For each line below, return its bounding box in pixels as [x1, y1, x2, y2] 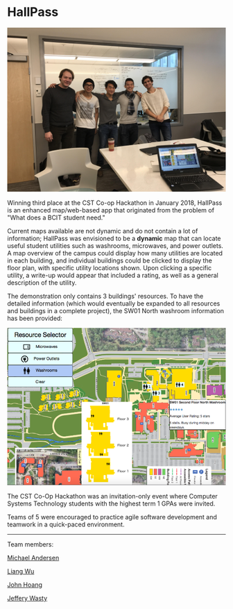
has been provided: [7, 314, 62, 322]
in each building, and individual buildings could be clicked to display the [7, 256, 213, 265]
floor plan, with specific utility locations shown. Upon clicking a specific [7, 263, 212, 272]
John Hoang [7, 581, 43, 589]
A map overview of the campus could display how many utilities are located [7, 249, 223, 257]
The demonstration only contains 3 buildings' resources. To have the [7, 292, 204, 300]
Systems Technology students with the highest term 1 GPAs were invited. [7, 499, 216, 508]
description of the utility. [7, 278, 77, 287]
